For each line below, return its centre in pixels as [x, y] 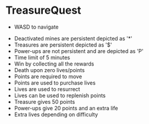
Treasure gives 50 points [45, 101]
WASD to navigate [36, 27]
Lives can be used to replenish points [60, 95]
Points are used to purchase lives [55, 83]
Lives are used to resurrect [47, 89]
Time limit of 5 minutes [42, 57]
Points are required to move [48, 76]
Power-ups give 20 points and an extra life [66, 108]
